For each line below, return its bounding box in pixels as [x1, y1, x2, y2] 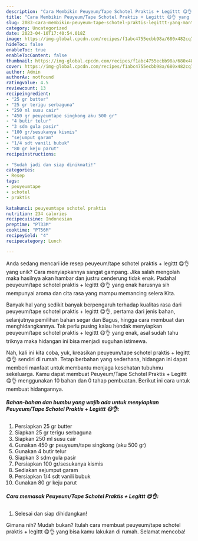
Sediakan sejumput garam [14, 466, 78, 473]
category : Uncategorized [6, 25, 67, 31]
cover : [6, 63, 22, 70]
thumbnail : [6, 58, 33, 64]
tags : [6, 178, 19, 184]
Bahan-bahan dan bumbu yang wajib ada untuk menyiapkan [6, 399, 159, 406]
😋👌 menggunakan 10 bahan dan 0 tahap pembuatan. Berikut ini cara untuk [6, 377, 190, 384]
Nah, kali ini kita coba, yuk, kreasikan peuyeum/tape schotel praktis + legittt [6, 349, 190, 356]
